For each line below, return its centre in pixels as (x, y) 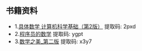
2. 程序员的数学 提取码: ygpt (49, 34)
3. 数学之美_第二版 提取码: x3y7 (53, 41)
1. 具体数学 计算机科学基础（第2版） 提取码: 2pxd (75, 26)
